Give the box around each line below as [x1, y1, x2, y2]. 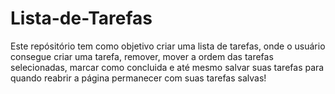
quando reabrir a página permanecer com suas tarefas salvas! [10, 72, 267, 84]
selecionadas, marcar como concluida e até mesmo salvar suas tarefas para [10, 61, 325, 73]
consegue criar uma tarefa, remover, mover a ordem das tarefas [10, 50, 274, 62]
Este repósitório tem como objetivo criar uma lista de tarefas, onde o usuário [10, 40, 326, 52]
